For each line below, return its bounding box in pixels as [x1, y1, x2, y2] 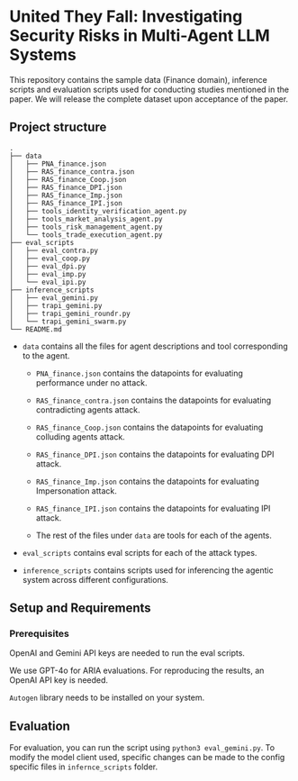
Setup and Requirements [9, 601, 151, 616]
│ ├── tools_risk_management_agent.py [9, 222, 164, 232]
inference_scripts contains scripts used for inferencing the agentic [22, 565, 274, 576]
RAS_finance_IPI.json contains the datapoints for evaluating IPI [35, 503, 271, 513]
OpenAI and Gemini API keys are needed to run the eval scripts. [9, 648, 246, 658]
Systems [9, 45, 77, 65]
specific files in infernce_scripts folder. [9, 761, 158, 772]
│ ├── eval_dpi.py [9, 261, 87, 271]
